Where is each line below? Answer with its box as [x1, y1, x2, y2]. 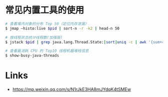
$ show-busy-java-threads [5, 53, 59, 58]
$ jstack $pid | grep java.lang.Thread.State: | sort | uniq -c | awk [5, 39, 146, 45]
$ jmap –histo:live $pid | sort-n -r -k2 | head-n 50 [5, 26, 120, 31]
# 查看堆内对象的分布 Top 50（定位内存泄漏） [5, 21, 89, 26]
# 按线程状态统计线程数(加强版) [5, 35, 63, 40]
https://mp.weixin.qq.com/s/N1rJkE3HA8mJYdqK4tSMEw [12, 87, 131, 93]
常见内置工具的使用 [5, 4, 84, 16]
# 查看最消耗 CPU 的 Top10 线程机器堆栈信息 [5, 48, 89, 54]
